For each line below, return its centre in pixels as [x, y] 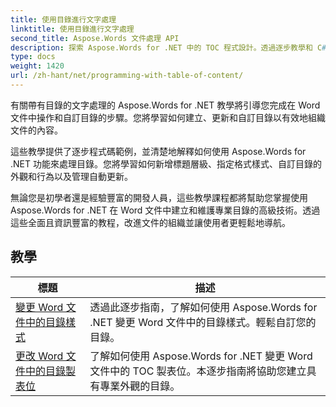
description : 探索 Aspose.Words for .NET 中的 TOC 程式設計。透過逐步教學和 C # [168, 47]
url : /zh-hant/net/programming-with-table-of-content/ [127, 76]
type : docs [33, 57]
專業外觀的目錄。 [140, 386]
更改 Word [39, 356]
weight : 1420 [37, 66]
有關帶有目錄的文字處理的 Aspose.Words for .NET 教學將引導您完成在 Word [165, 105]
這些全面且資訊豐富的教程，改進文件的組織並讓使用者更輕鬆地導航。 [150, 222]
